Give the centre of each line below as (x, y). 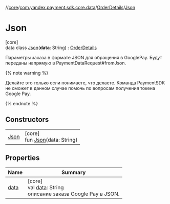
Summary (73, 172)
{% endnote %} (22, 103)
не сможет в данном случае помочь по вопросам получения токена (80, 88)
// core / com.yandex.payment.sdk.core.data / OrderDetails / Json (70, 7)
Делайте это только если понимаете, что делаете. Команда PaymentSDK (85, 83)
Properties (23, 158)
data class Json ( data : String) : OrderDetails (51, 48)
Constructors (27, 120)
